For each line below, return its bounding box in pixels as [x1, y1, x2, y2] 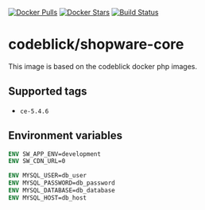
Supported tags [8, 84, 87, 99]
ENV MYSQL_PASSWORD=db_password [8, 179, 115, 187]
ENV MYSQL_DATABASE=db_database [8, 187, 115, 195]
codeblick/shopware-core [8, 36, 184, 53]
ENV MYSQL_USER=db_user [8, 172, 87, 180]
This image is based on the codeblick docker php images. [8, 61, 197, 71]
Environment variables [8, 129, 123, 142]
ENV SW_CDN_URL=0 [8, 157, 66, 165]
